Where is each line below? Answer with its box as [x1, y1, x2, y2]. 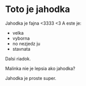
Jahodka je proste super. [5, 75, 56, 81]
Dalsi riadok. [5, 55, 31, 61]
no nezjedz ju [12, 40, 40, 46]
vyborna [12, 35, 30, 41]
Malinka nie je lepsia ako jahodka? [5, 65, 75, 71]
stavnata [12, 46, 31, 52]
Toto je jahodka [5, 4, 70, 15]
